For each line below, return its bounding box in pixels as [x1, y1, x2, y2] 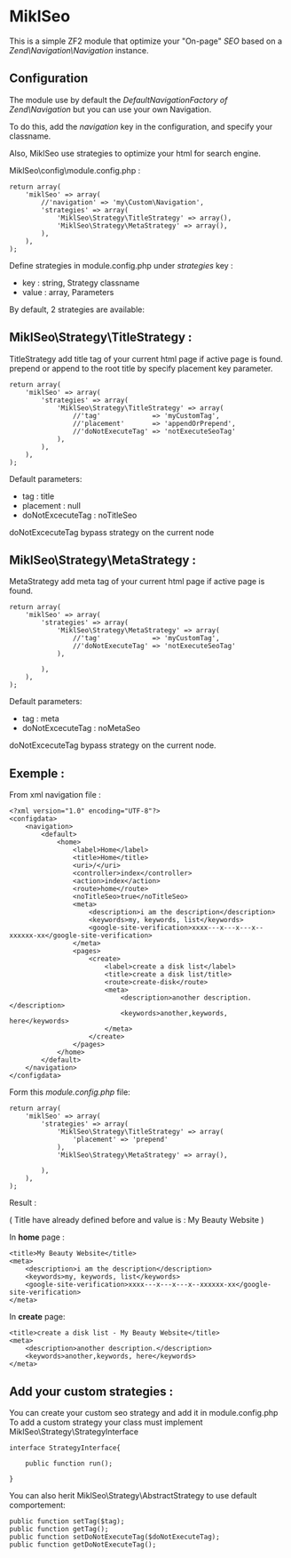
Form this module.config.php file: [9, 1087, 130, 1097]
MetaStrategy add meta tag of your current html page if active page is [9, 576, 265, 587]
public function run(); [25, 1459, 114, 1468]
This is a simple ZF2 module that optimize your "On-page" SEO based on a [9, 36, 282, 46]
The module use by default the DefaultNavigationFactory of [9, 94, 228, 105]
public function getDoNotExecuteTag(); [9, 1540, 157, 1549]
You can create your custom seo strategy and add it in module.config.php [9, 1408, 279, 1417]
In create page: [9, 1312, 66, 1322]
